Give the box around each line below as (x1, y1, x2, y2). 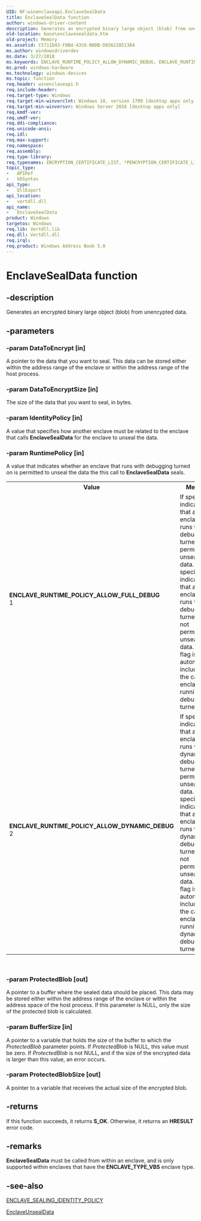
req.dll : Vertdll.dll (6, 231, 60, 237)
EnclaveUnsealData (6, 1208, 54, 1216)
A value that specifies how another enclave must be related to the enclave (6, 427, 189, 435)
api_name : (6, 204, 31, 210)
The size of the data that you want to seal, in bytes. (6, 399, 133, 406)
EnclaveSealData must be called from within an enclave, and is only (6, 1157, 175, 1164)
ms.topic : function (6, 76, 55, 82)
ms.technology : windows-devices (6, 70, 87, 76)
